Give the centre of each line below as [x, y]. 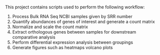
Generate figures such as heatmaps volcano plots [62, 47]
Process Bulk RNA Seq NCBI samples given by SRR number [72, 16]
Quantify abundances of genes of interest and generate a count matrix [83, 22]
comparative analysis [34, 37]
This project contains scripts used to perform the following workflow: [75, 7]
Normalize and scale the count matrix [50, 27]
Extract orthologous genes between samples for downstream [74, 32]
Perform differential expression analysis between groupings [73, 42]
